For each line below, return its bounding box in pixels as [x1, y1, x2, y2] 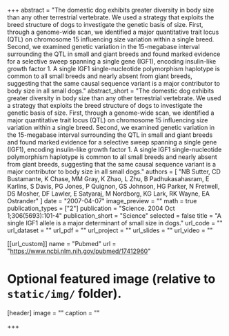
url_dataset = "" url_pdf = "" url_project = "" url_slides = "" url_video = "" [7, 226, 213, 234]
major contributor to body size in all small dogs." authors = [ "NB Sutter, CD [7, 167, 221, 176]
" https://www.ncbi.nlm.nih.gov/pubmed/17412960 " [7, 247, 151, 255]
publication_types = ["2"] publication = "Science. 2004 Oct [7, 204, 175, 212]
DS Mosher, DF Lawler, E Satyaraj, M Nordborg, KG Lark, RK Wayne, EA [7, 189, 210, 198]
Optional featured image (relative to [7, 271, 216, 287]
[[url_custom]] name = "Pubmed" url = [7, 240, 117, 248]
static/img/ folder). [7, 286, 122, 301]
